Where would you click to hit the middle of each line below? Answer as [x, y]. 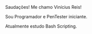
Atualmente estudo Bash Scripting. [41, 26]
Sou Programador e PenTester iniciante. [46, 17]
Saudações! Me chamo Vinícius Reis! [43, 7]
